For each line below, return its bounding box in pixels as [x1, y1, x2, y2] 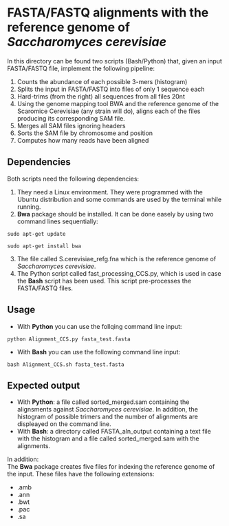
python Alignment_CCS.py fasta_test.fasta [7, 336, 131, 343]
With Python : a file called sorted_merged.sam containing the [17, 398, 190, 406]
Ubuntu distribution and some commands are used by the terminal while [17, 195, 222, 203]
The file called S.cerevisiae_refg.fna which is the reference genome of [17, 254, 217, 263]
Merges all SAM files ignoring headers [17, 121, 126, 130]
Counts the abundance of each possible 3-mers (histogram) [17, 77, 188, 85]
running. [17, 202, 41, 211]
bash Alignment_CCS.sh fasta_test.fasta [7, 361, 125, 368]
